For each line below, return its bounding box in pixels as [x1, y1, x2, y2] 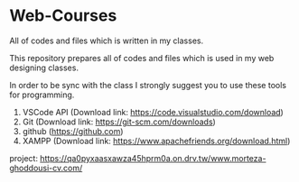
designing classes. [9, 62, 79, 73]
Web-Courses [9, 5, 117, 26]
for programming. [9, 89, 75, 100]
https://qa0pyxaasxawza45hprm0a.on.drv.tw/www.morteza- [40, 152, 266, 163]
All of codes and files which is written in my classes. [9, 35, 204, 46]
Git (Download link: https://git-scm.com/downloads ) [22, 116, 217, 127]
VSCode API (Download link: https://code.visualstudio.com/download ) [22, 106, 285, 117]
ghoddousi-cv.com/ [9, 162, 83, 173]
